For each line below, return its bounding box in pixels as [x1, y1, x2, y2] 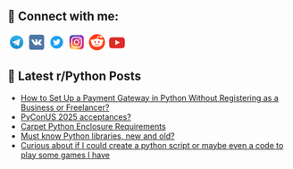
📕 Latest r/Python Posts [7, 69, 142, 84]
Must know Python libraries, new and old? [20, 131, 175, 141]
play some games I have [20, 149, 110, 160]
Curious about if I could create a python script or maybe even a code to [20, 139, 284, 150]
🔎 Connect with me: [7, 9, 119, 24]
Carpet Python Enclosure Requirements [20, 121, 166, 131]
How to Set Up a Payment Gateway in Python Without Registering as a [20, 92, 280, 103]
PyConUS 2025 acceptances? [20, 111, 132, 122]
